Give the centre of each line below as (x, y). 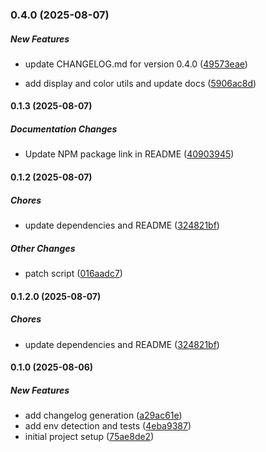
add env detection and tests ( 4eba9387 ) (108, 426)
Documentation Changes (64, 129)
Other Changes (43, 248)
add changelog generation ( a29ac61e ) (103, 415)
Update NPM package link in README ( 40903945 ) (129, 154)
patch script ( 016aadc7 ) (73, 273)
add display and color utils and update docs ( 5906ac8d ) (140, 83)
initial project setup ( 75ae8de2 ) (89, 437)
